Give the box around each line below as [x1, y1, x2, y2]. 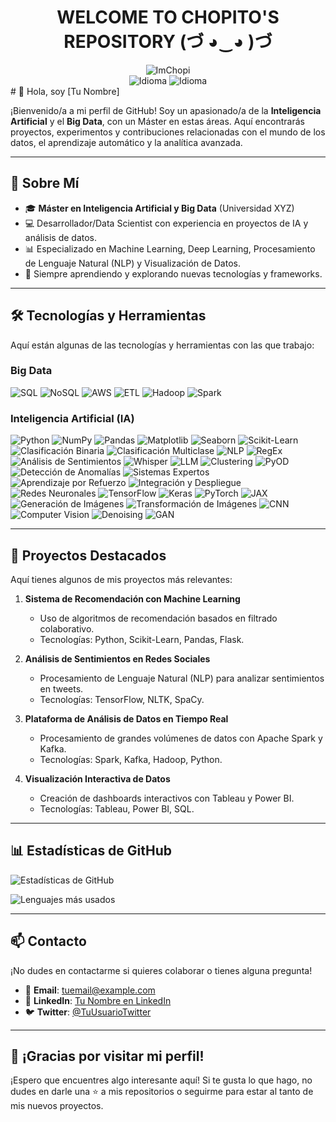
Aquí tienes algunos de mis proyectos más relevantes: [10, 573, 233, 585]
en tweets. [39, 682, 84, 695]
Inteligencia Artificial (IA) [10, 411, 135, 425]
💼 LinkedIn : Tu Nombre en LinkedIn [24, 994, 172, 1006]
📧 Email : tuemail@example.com [24, 984, 156, 996]
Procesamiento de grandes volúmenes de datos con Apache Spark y [39, 732, 323, 744]
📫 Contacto [10, 933, 87, 950]
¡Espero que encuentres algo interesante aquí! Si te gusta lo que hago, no [10, 1074, 313, 1086]
